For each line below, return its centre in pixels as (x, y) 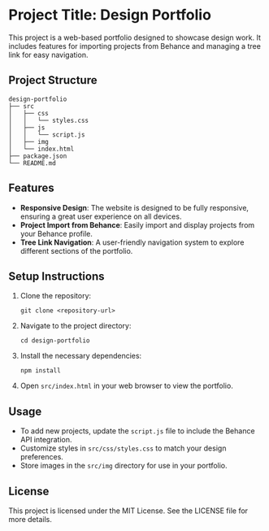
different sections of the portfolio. (76, 250)
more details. (30, 519)
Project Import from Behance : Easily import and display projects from (137, 224)
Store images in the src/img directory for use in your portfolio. (124, 466)
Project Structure (53, 80)
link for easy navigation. (48, 54)
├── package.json (38, 156)
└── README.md (33, 163)
